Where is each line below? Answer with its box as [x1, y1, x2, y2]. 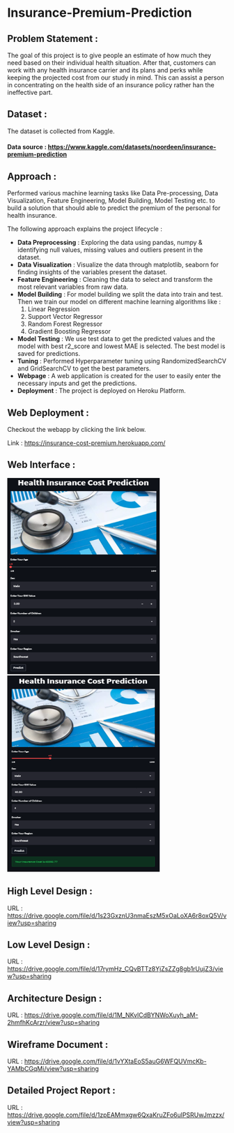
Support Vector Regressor [27, 313, 103, 321]
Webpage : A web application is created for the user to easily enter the [17, 372, 221, 380]
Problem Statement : [7, 33, 99, 45]
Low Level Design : [7, 939, 91, 951]
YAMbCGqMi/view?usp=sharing [7, 1065, 100, 1073]
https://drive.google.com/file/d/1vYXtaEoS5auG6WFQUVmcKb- [24, 1057, 207, 1065]
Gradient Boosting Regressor [27, 327, 111, 336]
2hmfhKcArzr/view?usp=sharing [7, 1019, 100, 1027]
